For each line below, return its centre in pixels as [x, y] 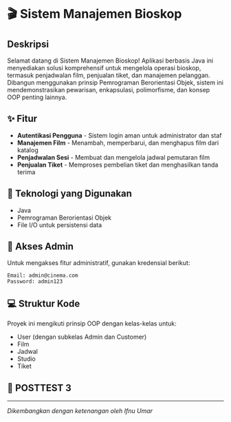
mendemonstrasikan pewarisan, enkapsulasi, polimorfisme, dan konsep [109, 90]
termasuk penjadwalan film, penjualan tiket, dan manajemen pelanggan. [109, 75]
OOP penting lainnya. [37, 97]
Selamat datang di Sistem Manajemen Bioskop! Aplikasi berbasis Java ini [110, 61]
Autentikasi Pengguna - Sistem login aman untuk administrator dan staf [119, 135]
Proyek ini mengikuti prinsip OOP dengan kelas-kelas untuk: [92, 324]
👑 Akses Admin [40, 247]
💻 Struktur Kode [44, 303]
